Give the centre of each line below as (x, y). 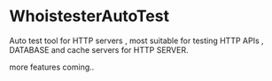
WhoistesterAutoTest (89, 16)
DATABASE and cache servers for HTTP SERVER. (99, 49)
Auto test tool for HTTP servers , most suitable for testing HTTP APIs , (136, 40)
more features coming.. (52, 67)
